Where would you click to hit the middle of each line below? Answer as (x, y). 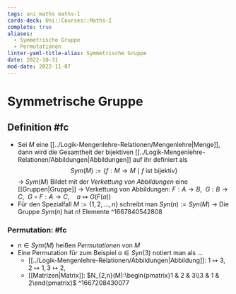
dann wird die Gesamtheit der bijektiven (76, 152)
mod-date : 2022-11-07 (39, 66)
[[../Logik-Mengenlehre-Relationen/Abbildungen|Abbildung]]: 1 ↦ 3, (127, 260)
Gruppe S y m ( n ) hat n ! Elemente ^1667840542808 (90, 211)
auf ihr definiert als (160, 159)
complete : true (30, 27)
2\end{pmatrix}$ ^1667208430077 (78, 283)
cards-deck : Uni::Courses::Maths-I (60, 20)
